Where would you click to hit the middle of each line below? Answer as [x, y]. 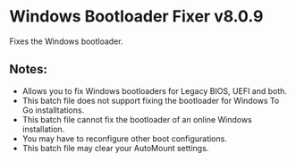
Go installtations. [53, 110]
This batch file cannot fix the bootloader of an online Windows [137, 119]
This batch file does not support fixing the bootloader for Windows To [151, 100]
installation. [43, 129]
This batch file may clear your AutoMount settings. [115, 148]
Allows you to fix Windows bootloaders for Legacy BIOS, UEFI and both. [155, 90]
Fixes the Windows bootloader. [66, 41]
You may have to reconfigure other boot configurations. [125, 138]
